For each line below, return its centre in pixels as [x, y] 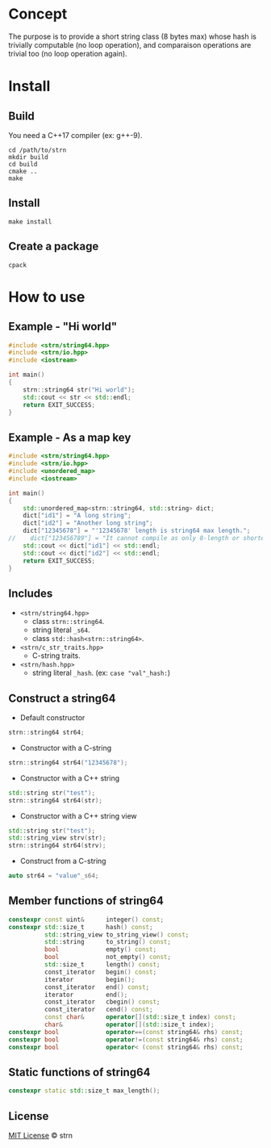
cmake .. [23, 171]
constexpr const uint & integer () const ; [86, 920]
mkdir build [28, 157]
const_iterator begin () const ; [100, 972]
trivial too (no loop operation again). [68, 53]
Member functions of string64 [86, 901]
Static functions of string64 [79, 1072]
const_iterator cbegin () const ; [102, 1002]
